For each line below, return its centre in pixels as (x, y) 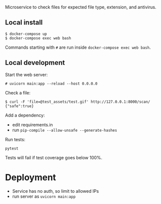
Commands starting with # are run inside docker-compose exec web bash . (78, 47)
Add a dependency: (25, 115)
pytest (12, 148)
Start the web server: (27, 74)
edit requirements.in (32, 124)
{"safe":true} (20, 106)
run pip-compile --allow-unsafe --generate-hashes (65, 130)
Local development (35, 63)
